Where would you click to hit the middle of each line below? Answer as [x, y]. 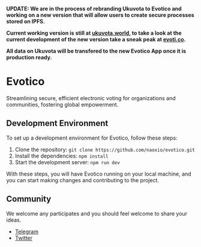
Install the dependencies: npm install [61, 156]
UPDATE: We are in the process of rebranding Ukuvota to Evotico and [94, 9]
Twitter [24, 238]
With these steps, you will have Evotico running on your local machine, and [99, 174]
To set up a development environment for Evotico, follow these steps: [92, 138]
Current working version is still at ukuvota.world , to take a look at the [94, 33]
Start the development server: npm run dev [67, 162]
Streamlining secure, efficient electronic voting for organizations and [91, 98]
